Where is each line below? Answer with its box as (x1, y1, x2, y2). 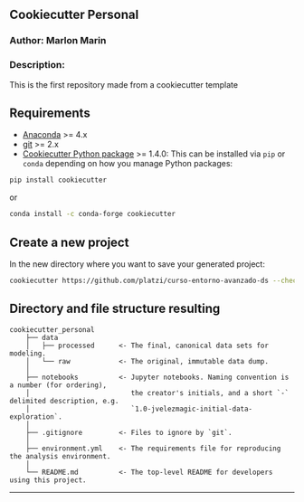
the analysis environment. (9, 451, 111, 460)
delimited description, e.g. (9, 396, 119, 405)
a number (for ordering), (9, 380, 107, 390)
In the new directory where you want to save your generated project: (9, 258, 265, 270)
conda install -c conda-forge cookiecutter (9, 210, 176, 219)
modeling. (9, 348, 47, 358)
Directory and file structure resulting (9, 301, 221, 317)
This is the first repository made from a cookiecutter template (9, 79, 238, 90)
